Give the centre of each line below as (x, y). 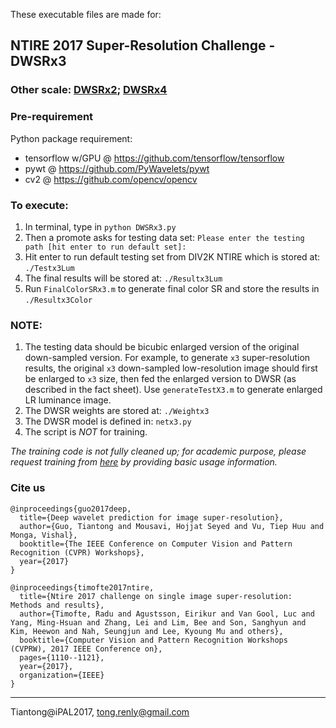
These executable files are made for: (86, 14)
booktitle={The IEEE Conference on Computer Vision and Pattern (156, 544)
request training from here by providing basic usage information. (144, 462)
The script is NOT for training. (86, 432)
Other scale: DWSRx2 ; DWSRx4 (89, 90)
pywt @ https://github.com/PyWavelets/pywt (117, 168)
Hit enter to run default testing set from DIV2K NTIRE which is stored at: (172, 256)
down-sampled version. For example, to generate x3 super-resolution (167, 358)
